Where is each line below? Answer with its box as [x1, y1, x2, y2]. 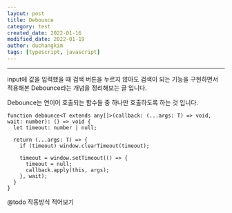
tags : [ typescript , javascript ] [7, 49, 100, 56]
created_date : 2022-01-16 [7, 29, 81, 37]
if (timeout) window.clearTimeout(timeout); [19, 142, 150, 149]
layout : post [7, 10, 45, 17]
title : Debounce [7, 17, 54, 24]
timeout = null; [25, 160, 72, 167]
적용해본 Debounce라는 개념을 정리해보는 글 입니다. [7, 84, 147, 92]
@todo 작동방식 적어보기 [7, 198, 75, 206]
